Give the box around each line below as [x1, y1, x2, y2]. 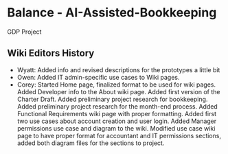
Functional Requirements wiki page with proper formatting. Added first [16, 109, 216, 118]
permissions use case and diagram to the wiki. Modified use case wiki [16, 124, 216, 132]
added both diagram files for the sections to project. [16, 139, 165, 147]
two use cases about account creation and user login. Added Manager [16, 117, 217, 125]
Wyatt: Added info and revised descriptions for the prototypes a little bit [16, 65, 220, 74]
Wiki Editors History [7, 47, 95, 59]
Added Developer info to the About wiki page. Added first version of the [16, 87, 220, 96]
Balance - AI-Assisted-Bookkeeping [7, 5, 217, 21]
